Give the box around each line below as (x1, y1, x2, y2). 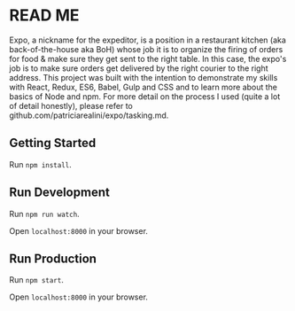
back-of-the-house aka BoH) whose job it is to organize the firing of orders (9, 43, 283, 54)
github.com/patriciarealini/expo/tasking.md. (9, 110, 169, 121)
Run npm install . (9, 159, 73, 169)
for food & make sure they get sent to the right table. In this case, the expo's (9, 53, 287, 64)
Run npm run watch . (9, 208, 80, 219)
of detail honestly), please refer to (9, 100, 133, 111)
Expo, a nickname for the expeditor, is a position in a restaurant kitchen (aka (9, 35, 286, 45)
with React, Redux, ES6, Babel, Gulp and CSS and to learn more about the (9, 82, 277, 92)
